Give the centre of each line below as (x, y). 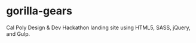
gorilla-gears (39, 11)
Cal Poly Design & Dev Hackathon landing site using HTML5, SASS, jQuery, (99, 27)
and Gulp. (18, 33)
